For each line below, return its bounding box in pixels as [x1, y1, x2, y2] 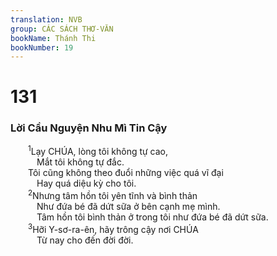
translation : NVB [10, 14, 83, 25]
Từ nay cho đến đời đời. [36, 234, 134, 246]
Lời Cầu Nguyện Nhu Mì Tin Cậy [10, 121, 168, 135]
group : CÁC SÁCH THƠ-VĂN [10, 24, 114, 34]
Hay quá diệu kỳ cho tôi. [36, 177, 137, 190]
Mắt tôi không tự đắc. [36, 156, 125, 168]
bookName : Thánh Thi [10, 33, 97, 43]
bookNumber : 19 [10, 42, 74, 53]
